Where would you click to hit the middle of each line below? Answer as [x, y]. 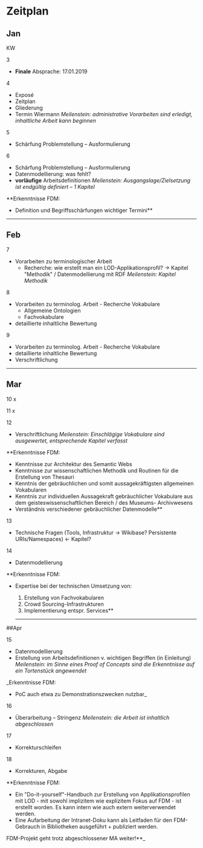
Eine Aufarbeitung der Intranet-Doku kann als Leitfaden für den [94, 820]
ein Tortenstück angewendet [51, 671]
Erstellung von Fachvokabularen [64, 597]
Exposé [24, 95]
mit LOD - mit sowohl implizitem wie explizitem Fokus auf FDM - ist [98, 801]
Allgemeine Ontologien [52, 311]
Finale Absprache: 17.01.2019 [51, 71]
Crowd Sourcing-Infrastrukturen [64, 604]
